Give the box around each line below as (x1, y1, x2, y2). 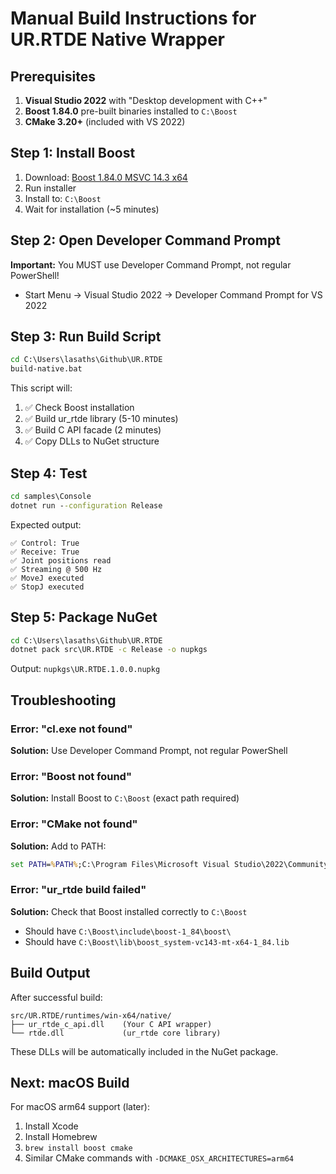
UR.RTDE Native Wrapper (10, 28, 225, 51)
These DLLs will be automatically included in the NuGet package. (10, 1045, 279, 1057)
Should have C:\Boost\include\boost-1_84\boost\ (24, 925, 232, 937)
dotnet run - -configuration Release (10, 500, 163, 511)
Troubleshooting (10, 692, 117, 709)
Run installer (24, 182, 77, 194)
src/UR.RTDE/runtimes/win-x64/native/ (10, 1010, 172, 1021)
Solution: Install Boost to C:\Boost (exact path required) (10, 792, 240, 804)
